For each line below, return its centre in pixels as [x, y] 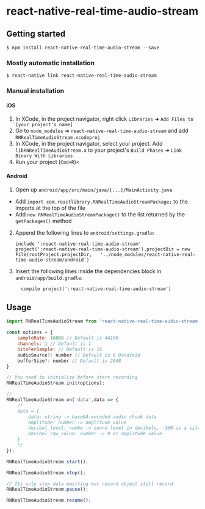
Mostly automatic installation [51, 63]
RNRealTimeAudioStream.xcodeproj [58, 138]
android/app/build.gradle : [49, 277]
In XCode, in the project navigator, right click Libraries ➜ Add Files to [104, 119]
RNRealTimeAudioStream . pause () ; [47, 489]
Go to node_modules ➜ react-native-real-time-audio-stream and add [102, 131]
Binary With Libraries [44, 156]
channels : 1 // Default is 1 [54, 344]
